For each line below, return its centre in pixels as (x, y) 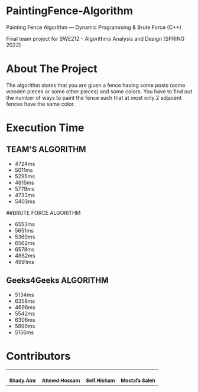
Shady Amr (23, 381)
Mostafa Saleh (138, 381)
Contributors (38, 356)
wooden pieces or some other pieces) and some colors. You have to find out (99, 91)
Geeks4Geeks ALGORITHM (57, 281)
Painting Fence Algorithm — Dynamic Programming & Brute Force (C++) (94, 27)
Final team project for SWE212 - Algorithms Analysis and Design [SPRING (95, 38)
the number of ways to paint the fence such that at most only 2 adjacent (94, 97)
